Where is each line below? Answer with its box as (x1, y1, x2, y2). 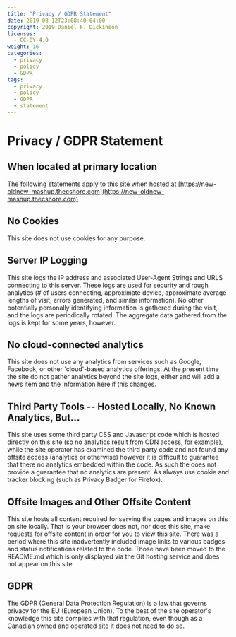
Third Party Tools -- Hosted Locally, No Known (7, 400, 216, 412)
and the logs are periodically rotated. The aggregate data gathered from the (7, 310, 228, 319)
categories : (7, 50, 42, 57)
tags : (7, 76, 23, 83)
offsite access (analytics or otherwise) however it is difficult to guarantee (7, 453, 219, 462)
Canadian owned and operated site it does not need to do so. (7, 621, 185, 630)
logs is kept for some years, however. (7, 318, 116, 327)
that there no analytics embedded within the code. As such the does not (7, 460, 217, 469)
